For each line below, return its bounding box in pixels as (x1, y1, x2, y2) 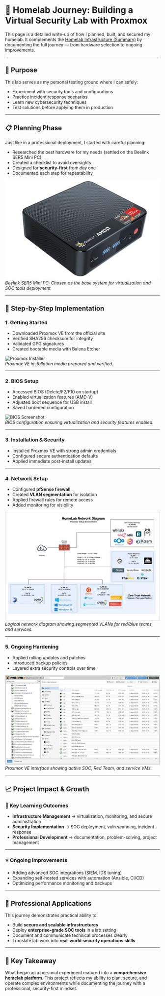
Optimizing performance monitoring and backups (12, 881, 112, 886)
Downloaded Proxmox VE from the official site (12, 330, 106, 336)
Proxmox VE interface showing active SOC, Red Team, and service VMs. (5, 765, 152, 771)
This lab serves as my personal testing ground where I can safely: (5, 79, 138, 85)
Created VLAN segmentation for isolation (12, 492, 97, 498)
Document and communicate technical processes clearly (12, 932, 128, 938)
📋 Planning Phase (5, 124, 62, 132)
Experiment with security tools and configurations (12, 88, 113, 94)
